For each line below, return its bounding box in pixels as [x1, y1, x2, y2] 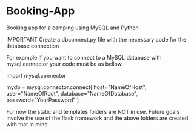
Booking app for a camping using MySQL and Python [6, 24, 139, 31]
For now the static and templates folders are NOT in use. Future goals [6, 108, 180, 115]
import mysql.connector [6, 72, 67, 79]
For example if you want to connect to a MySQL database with [6, 54, 162, 61]
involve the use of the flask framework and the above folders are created [6, 114, 189, 122]
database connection [6, 42, 59, 49]
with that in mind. [6, 120, 50, 128]
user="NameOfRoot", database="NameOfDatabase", [6, 90, 138, 97]
